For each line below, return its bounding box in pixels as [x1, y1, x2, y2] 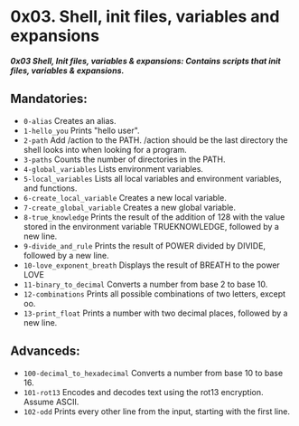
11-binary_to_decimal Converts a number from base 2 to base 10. [23, 279, 268, 289]
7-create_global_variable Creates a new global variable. [23, 202, 237, 213]
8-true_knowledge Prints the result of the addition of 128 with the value [23, 211, 285, 222]
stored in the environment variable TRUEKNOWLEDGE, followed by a [23, 221, 279, 232]
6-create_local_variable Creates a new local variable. [23, 192, 227, 203]
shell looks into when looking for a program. [23, 144, 188, 155]
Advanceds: [10, 344, 80, 359]
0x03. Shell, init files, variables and [10, 6, 280, 27]
